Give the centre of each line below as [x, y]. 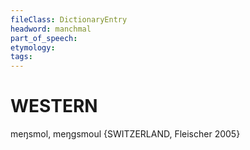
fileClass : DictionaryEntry [69, 19]
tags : [21, 57]
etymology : [33, 47]
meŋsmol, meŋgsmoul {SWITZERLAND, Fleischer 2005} [125, 134]
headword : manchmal [51, 29]
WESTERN [54, 106]
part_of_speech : [44, 38]
